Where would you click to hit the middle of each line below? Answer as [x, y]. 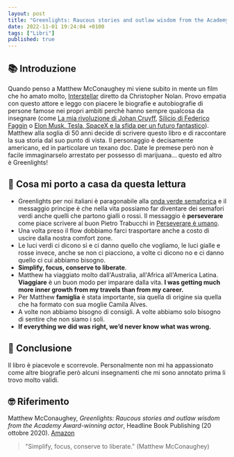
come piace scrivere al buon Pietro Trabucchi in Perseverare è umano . [118, 223]
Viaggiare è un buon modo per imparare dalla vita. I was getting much [119, 282]
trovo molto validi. [34, 380]
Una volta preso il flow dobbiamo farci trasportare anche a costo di [114, 231]
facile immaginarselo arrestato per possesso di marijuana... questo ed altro [115, 155]
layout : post [27, 14]
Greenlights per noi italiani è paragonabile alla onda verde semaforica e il [122, 201]
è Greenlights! [28, 162]
